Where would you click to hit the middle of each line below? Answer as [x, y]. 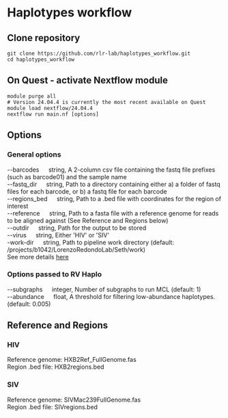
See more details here [38, 257]
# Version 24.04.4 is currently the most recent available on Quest [106, 102]
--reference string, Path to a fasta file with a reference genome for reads [113, 213]
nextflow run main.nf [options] [53, 114]
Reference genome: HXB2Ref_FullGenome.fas [72, 360]
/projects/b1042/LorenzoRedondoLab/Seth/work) [76, 249]
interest [18, 206]
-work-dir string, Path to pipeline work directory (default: [90, 242]
